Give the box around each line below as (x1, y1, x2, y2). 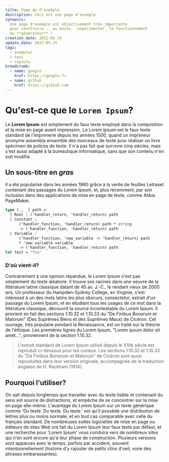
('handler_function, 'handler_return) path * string (18, 222, 132, 227)
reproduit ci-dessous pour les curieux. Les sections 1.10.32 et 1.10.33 (17, 348, 160, 354)
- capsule (10, 59, 30, 64)
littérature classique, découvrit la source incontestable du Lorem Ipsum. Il (5, 306, 158, 312)
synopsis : (5, 17, 26, 22)
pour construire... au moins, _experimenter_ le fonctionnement (10, 26, 148, 31)
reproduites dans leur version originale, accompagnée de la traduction (17, 358, 164, 364)
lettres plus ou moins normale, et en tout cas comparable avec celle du (5, 413, 153, 419)
